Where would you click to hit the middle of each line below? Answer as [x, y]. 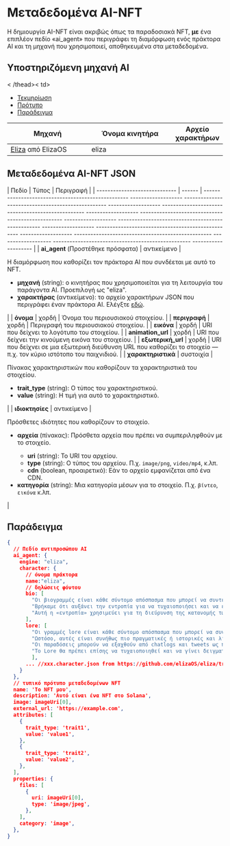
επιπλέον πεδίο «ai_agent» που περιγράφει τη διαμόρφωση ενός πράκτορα [114, 38]
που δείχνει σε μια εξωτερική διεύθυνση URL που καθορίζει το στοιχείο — [113, 346]
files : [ [32, 785]
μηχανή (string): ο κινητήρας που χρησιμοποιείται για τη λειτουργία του [120, 282]
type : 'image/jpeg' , [61, 804]
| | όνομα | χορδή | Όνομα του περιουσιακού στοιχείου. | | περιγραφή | [108, 318]
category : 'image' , [47, 823]
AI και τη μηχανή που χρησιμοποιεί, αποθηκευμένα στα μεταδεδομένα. [108, 46]
